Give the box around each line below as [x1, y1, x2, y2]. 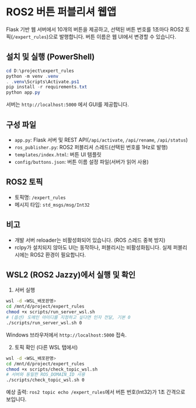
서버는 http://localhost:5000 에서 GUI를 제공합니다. [6, 101, 129, 108]
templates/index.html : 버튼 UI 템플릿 [14, 150, 102, 158]
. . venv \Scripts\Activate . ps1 [6, 78, 80, 85]
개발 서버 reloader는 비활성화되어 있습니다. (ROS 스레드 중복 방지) [14, 236, 166, 244]
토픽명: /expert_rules [14, 194, 66, 201]
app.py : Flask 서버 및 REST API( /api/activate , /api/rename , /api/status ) [14, 136, 188, 143]
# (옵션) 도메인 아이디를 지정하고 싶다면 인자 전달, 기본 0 [6, 314, 131, 320]
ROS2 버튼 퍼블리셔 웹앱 [6, 5, 117, 19]
